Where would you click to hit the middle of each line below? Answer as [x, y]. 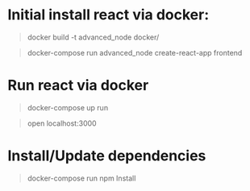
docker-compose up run [68, 107]
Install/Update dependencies [107, 156]
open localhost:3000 [62, 123]
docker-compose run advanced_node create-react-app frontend [135, 52]
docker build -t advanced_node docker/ [93, 37]
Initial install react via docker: [108, 15]
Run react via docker [78, 85]
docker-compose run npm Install [81, 178]
